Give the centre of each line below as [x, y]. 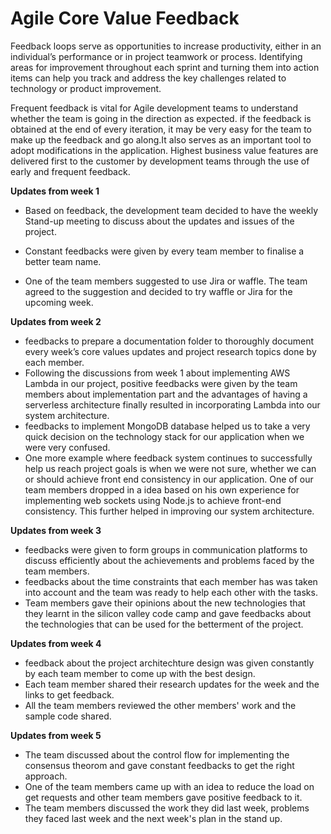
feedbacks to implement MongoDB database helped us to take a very [167, 426]
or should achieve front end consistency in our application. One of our [169, 479]
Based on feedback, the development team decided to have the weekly [171, 210]
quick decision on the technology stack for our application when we [164, 436]
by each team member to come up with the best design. [140, 673]
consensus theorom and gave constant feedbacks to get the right [159, 765]
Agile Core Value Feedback [125, 18]
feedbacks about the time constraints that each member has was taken [171, 581]
